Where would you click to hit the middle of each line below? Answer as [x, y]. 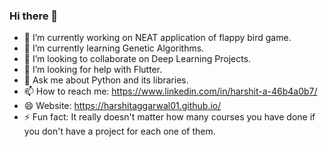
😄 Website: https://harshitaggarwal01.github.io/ [122, 106]
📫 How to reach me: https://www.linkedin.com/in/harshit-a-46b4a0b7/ [170, 91]
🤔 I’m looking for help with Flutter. [93, 70]
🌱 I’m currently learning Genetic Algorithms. [114, 48]
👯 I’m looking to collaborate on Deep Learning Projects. [137, 59]
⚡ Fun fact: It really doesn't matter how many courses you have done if [169, 117]
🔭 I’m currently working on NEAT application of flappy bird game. [157, 38]
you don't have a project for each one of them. [119, 131]
